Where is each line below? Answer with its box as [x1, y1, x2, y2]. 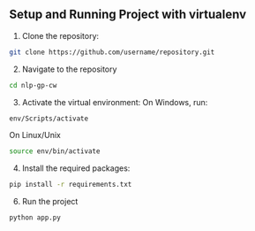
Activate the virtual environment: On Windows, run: [21, 96, 208, 107]
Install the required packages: [21, 163, 131, 173]
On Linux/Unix [9, 130, 62, 141]
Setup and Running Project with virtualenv [9, 7, 247, 22]
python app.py [9, 213, 62, 222]
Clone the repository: [21, 30, 100, 41]
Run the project [21, 196, 79, 207]
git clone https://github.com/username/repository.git [9, 48, 215, 57]
